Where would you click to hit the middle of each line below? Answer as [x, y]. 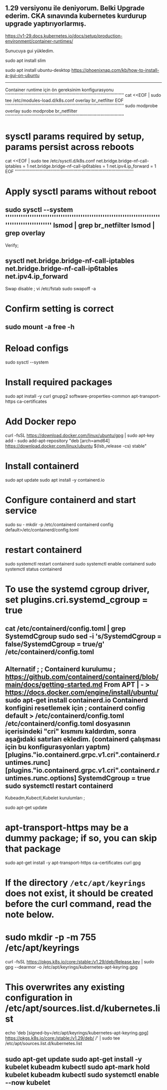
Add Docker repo [41, 422]
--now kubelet [28, 1082]
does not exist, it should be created [79, 893]
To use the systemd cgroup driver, [78, 589]
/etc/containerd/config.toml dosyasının [68, 723]
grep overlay [25, 233]
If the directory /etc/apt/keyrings [75, 883]
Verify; [12, 245]
